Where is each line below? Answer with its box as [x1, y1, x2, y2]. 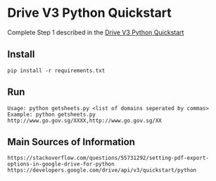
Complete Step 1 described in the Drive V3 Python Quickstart [7, 28, 184, 36]
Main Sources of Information [7, 135, 136, 148]
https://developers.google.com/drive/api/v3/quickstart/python [7, 167, 197, 174]
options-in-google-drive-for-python [7, 161, 115, 168]
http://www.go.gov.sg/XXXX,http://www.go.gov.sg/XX [7, 117, 162, 124]
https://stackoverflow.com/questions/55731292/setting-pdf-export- [7, 154, 210, 162]
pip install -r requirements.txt [7, 67, 106, 74]
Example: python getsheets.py [7, 111, 96, 118]
